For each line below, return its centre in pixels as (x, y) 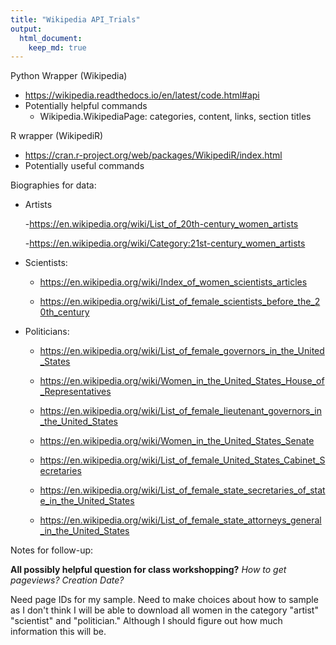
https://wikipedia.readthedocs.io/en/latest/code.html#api (142, 95)
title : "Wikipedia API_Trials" (75, 19)
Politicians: (47, 332)
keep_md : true (57, 47)
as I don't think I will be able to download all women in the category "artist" (164, 610)
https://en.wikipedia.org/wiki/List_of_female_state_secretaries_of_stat (182, 490)
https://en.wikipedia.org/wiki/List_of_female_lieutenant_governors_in (181, 411)
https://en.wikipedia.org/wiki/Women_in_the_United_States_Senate (177, 441)
